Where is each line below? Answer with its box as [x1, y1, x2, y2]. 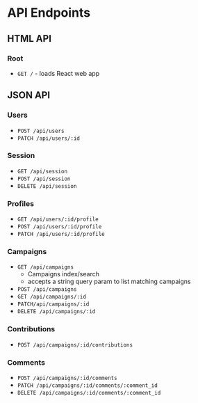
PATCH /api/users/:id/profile [17, 231, 106, 238]
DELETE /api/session [17, 182, 77, 189]
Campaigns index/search [27, 270, 99, 278]
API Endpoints [7, 5, 91, 21]
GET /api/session [17, 168, 68, 175]
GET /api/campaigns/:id [17, 294, 87, 301]
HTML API [7, 33, 52, 45]
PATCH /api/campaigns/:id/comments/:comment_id [17, 382, 158, 389]
